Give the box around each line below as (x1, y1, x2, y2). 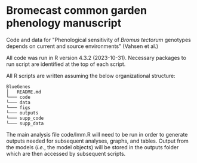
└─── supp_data (6, 120, 44, 126)
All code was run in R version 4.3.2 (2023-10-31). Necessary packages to (6, 54, 187, 61)
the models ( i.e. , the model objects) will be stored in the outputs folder (6, 143, 179, 150)
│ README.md (6, 89, 42, 95)
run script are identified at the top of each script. (6, 61, 126, 68)
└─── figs (6, 104, 31, 111)
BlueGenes (6, 83, 31, 90)
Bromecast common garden (6, 4, 147, 17)
